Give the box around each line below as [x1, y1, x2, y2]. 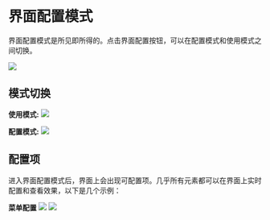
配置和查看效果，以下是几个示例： [8, 185, 121, 195]
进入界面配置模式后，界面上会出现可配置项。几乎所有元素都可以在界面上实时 [8, 175, 262, 185]
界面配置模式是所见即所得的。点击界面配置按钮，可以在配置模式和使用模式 [8, 35, 255, 45]
